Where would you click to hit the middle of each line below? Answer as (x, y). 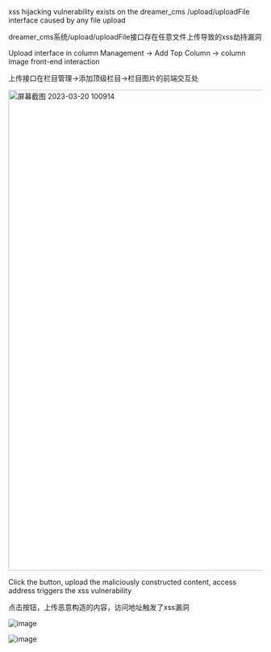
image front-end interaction (54, 61)
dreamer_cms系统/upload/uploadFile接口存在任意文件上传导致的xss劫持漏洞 (135, 37)
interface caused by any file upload (67, 20)
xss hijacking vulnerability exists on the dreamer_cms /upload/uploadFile (129, 12)
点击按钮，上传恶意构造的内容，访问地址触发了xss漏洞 (99, 607)
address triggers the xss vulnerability (70, 591)
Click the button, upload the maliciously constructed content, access (123, 582)
